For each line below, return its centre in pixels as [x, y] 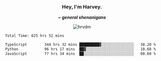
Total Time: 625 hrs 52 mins [35, 36]
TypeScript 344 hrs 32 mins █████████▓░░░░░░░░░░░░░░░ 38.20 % [80, 45]
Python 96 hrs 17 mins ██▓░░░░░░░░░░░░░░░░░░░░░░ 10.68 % [80, 49]
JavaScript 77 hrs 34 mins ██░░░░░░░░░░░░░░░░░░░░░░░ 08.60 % [80, 54]
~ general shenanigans [82, 18]
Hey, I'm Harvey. [82, 7]
